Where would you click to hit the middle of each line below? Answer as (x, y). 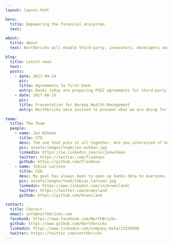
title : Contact (26, 209)
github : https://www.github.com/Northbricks (58, 223)
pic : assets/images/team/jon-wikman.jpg (63, 147)
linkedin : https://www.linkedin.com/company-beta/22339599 (75, 228)
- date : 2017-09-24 (36, 76)
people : (18, 128)
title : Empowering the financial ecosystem (57, 24)
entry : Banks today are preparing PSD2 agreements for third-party (93, 90)
